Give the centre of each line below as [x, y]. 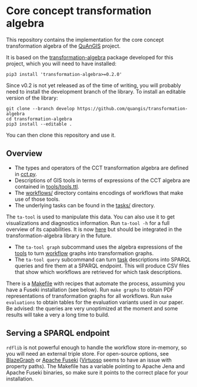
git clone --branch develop [41, 108]
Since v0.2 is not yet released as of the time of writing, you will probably [94, 85]
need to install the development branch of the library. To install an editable [96, 91]
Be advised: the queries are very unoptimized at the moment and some [92, 308]
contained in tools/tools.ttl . [47, 186]
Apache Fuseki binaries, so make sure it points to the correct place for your [97, 372]
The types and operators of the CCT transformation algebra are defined [101, 168]
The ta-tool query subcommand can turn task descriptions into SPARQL [103, 259]
